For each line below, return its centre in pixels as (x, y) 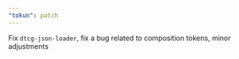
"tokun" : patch (33, 15)
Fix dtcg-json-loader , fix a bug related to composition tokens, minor (120, 38)
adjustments (29, 46)
